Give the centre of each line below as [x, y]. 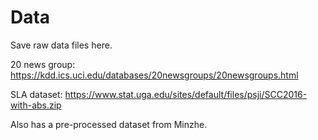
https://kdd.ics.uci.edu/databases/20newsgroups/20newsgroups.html [154, 75]
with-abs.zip [36, 105]
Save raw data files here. [61, 45]
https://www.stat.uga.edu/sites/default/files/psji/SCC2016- [186, 94]
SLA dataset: [36, 94]
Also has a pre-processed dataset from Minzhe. [109, 124]
